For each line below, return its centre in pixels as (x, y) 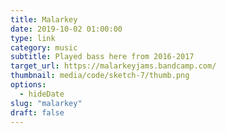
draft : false (37, 112)
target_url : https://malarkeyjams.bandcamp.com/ (113, 66)
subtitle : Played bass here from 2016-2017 (102, 57)
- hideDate (42, 94)
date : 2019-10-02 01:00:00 (66, 29)
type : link (33, 38)
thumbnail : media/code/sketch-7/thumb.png (100, 76)
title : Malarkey (44, 19)
